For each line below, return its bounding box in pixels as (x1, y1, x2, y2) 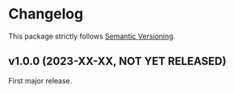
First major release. (8, 75, 72, 85)
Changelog (8, 5, 84, 23)
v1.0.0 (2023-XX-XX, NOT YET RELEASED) (8, 55, 227, 68)
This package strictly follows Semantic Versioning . (8, 31, 175, 41)
